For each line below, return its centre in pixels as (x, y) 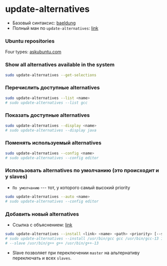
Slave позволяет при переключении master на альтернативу (76, 253)
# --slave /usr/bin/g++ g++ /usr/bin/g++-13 (52, 243)
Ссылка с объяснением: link (42, 225)
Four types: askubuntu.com (33, 52)
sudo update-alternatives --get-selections (51, 75)
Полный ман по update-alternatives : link (55, 28)
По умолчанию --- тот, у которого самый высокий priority (71, 188)
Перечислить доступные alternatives (53, 88)
